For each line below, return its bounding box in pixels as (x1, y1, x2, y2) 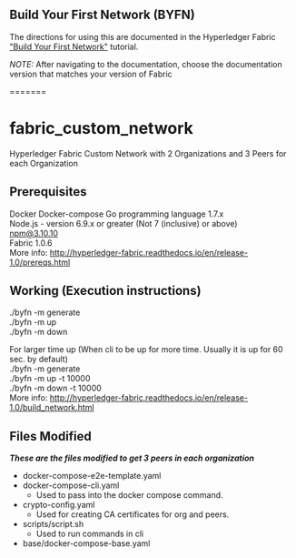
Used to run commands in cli (35, 528, 143, 540)
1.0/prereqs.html (9, 257, 71, 268)
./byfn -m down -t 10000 (9, 382, 102, 394)
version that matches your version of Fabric (9, 68, 173, 79)
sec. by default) (9, 354, 68, 365)
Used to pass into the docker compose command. (35, 490, 224, 501)
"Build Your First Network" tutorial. (9, 41, 139, 52)
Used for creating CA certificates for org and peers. (35, 509, 230, 520)
